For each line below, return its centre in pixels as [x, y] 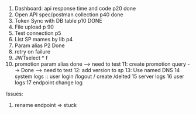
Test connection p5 [38, 33]
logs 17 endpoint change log [49, 83]
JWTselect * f [31, 58]
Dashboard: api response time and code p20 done [75, 8]
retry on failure [32, 51]
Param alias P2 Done [40, 45]
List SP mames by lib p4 [44, 39]
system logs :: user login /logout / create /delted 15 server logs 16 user [99, 76]
